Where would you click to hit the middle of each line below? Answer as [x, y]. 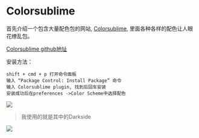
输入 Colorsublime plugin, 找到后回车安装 [56, 87]
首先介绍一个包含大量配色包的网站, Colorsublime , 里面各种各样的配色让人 [97, 28]
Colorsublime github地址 [37, 49]
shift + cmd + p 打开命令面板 [41, 74]
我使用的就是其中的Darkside [56, 116]
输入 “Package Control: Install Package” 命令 [64, 80]
